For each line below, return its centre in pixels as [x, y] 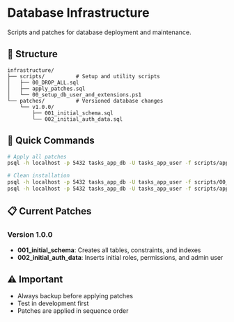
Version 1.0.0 [30, 235]
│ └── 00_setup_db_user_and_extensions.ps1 [74, 95]
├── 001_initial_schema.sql [73, 113]
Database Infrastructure [78, 13]
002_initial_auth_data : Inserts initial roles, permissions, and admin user [120, 257]
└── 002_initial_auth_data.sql [78, 119]
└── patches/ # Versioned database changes [85, 101]
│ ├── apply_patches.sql [46, 89]
